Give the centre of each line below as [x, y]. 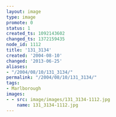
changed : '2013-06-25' [34, 61]
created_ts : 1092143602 [36, 34]
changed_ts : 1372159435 [36, 39]
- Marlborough [24, 89]
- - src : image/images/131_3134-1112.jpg [58, 99]
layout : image [24, 12]
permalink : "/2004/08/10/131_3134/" [51, 77]
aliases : [17, 66]
